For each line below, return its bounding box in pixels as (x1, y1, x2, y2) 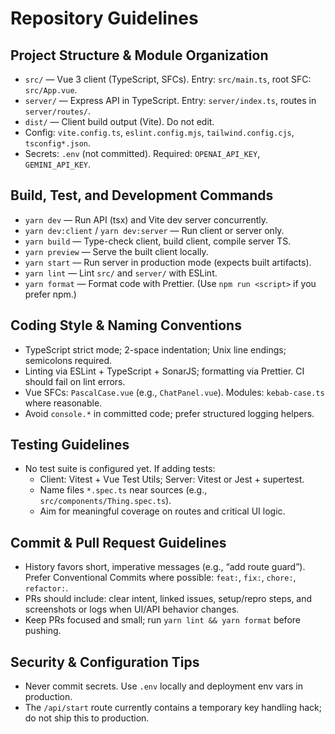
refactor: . (24, 582, 69, 594)
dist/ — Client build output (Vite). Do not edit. (24, 116, 215, 127)
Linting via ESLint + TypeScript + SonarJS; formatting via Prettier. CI (24, 365, 305, 377)
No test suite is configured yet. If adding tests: (24, 463, 216, 475)
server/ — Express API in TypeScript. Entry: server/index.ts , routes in (24, 95, 317, 106)
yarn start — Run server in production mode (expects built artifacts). (24, 256, 312, 268)
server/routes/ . (24, 105, 92, 117)
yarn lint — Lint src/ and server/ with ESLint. (24, 267, 218, 279)
